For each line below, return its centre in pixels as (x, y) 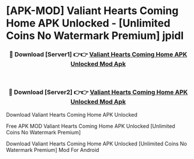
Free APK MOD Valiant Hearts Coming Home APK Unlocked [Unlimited (91, 126)
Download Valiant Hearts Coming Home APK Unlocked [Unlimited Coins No (96, 143)
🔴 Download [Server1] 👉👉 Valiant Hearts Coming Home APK (98, 55)
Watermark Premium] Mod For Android (53, 150)
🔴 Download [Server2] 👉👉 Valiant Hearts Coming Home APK (98, 92)
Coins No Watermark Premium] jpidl (95, 36)
